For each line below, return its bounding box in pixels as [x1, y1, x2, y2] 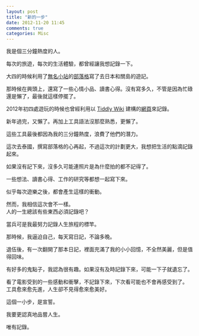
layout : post [6, 8, 38, 15]
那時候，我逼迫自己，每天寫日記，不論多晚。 [6, 233, 115, 240]
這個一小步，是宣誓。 [6, 298, 58, 305]
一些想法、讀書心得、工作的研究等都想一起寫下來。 [6, 176, 131, 183]
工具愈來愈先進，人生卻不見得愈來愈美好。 [6, 286, 110, 293]
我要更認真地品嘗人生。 [6, 311, 63, 318]
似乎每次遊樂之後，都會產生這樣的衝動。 [6, 188, 105, 195]
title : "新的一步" [6, 14, 49, 20]
